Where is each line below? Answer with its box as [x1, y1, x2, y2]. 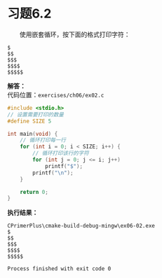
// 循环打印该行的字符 [32, 150, 89, 157]
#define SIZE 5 [7, 118, 52, 125]
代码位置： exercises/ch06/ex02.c [7, 90, 104, 99]
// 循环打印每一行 [20, 137, 67, 144]
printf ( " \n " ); [32, 169, 74, 176]
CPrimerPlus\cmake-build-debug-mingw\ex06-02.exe [7, 223, 156, 230]
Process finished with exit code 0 [7, 265, 112, 272]
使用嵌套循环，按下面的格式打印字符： [20, 30, 130, 39]
